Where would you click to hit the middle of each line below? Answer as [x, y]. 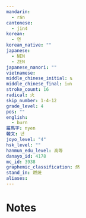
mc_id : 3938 [21, 162]
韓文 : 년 [15, 134]
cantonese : [20, 23]
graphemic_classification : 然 [43, 167]
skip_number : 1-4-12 [32, 100]
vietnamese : [21, 73]
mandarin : [18, 12]
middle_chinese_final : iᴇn [39, 84]
